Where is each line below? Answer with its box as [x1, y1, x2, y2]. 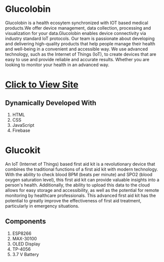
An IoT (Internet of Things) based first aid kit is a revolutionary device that [5, 161, 156, 167]
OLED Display [12, 241, 41, 247]
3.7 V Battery [12, 251, 39, 257]
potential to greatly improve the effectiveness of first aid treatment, [5, 197, 142, 203]
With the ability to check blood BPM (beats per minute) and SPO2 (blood [5, 171, 153, 177]
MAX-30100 [12, 235, 37, 241]
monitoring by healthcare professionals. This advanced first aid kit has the [5, 192, 156, 198]
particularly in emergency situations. [5, 203, 80, 209]
